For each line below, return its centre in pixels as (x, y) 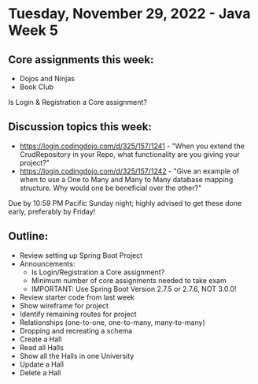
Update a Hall (42, 364)
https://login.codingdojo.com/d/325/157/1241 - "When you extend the (132, 146)
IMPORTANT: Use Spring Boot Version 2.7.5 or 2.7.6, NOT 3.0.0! (134, 289)
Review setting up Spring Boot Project (81, 255)
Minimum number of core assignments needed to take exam (129, 280)
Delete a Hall (40, 372)
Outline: (28, 236)
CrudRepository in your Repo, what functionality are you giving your (129, 154)
